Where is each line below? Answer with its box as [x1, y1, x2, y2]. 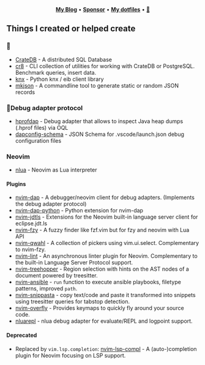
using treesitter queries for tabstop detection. [15, 298, 130, 306]
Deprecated [6, 331, 37, 339]
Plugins [6, 180, 26, 187]
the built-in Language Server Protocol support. [15, 259, 133, 266]
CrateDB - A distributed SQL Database [15, 56, 112, 63]
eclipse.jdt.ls [15, 220, 48, 227]
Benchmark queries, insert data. [15, 69, 97, 76]
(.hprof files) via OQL [15, 124, 69, 131]
